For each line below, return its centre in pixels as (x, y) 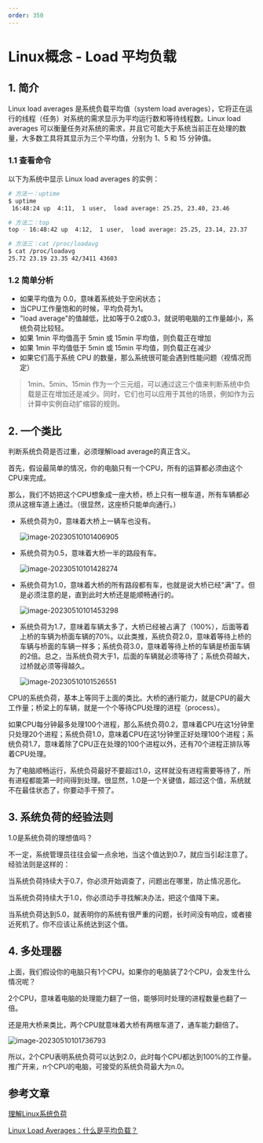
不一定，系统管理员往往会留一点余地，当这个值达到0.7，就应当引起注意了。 (130, 854)
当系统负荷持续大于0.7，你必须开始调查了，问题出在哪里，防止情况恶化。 (127, 881)
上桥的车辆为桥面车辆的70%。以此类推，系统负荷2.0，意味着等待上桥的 (135, 636)
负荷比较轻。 (47, 328)
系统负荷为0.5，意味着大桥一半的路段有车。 (90, 553)
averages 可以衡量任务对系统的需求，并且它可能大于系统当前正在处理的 (124, 128)
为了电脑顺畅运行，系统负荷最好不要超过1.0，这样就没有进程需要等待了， (126, 771)
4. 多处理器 (35, 951)
